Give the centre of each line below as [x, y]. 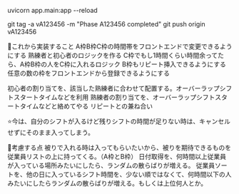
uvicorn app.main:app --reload [52, 10]
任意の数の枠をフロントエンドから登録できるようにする [88, 73]
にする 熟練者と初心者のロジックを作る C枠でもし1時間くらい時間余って [113, 55]
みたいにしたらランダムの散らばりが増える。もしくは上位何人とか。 [107, 183]
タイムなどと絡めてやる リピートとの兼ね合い [86, 106]
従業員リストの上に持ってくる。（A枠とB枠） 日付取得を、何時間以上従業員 [117, 157]
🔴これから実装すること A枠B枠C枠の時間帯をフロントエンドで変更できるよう [120, 46]
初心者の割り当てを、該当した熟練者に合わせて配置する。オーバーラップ [113, 88]
